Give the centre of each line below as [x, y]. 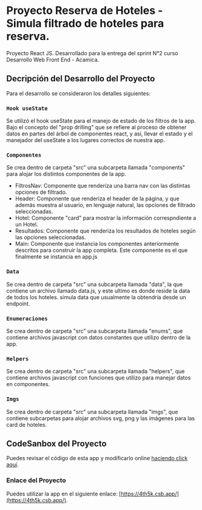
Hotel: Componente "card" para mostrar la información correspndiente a [106, 218]
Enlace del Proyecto [36, 480]
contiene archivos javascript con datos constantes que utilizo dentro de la [99, 337]
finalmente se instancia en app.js [56, 257]
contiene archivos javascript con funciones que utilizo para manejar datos [99, 378]
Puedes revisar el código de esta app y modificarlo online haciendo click [97, 458]
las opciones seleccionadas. [50, 237]
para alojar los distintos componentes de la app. [66, 174]
